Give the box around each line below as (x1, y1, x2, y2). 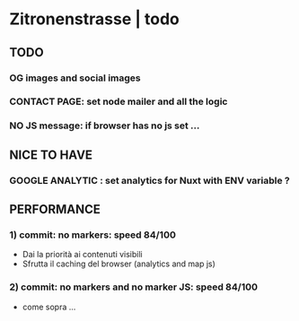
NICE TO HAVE (9, 147, 92, 162)
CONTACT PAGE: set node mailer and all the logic (9, 95, 228, 108)
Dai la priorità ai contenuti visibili (22, 249, 143, 260)
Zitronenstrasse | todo (9, 9, 180, 30)
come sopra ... (22, 301, 76, 312)
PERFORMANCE (9, 202, 101, 217)
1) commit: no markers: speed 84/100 (9, 229, 177, 241)
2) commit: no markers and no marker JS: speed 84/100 (9, 281, 259, 293)
